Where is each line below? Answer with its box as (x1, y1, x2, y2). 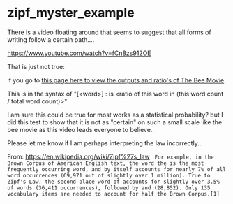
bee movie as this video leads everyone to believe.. (7, 125, 155, 133)
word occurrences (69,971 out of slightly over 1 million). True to (7, 172, 211, 179)
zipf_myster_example (7, 5, 135, 21)
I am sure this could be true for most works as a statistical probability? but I (7, 110, 223, 119)
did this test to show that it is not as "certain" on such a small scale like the (7, 117, 223, 126)
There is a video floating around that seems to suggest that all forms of (7, 28, 211, 36)
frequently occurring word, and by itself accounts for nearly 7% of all (7, 166, 227, 173)
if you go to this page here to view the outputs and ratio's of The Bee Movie (7, 75, 225, 85)
